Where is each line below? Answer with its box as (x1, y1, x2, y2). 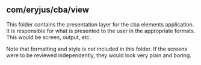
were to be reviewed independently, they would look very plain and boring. (6, 51, 191, 59)
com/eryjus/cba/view (6, 5, 89, 15)
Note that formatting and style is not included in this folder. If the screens (6, 45, 188, 52)
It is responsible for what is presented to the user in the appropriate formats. (6, 27, 196, 34)
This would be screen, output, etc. (6, 33, 91, 41)
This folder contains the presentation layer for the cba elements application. (6, 20, 194, 28)
